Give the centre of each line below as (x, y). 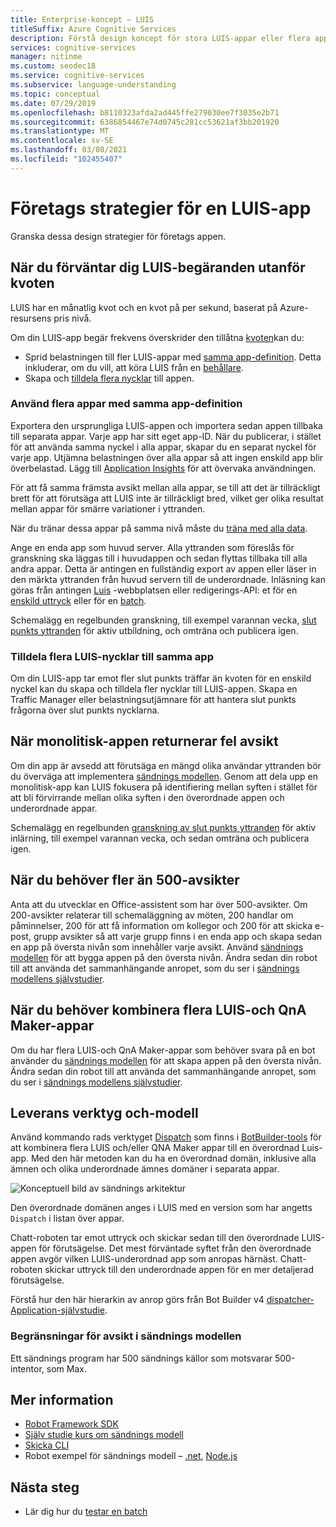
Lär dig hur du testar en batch (86, 1512)
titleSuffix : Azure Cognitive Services (93, 29)
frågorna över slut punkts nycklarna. (85, 710)
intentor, (27, 1368)
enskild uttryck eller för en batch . (78, 600)
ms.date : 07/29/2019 (53, 103)
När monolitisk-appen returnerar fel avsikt (144, 741)
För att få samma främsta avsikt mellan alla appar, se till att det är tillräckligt (165, 487)
